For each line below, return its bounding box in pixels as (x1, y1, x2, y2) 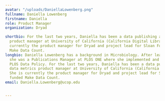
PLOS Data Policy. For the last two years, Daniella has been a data (9, 62, 155, 67)
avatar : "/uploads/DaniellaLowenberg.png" (5, 7, 93, 12)
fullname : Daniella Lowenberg (5, 12, 67, 17)
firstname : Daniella (5, 16, 48, 21)
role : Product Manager (5, 21, 52, 26)
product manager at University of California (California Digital (9, 39, 148, 44)
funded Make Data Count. (9, 76, 60, 80)
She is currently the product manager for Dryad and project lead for (9, 71, 157, 76)
